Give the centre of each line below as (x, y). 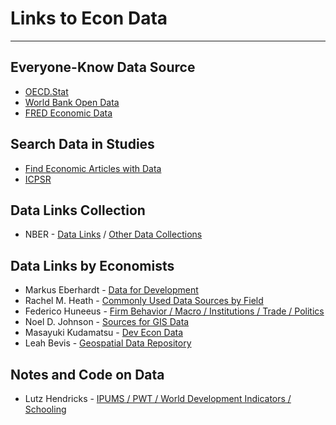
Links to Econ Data (89, 18)
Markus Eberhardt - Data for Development (111, 290)
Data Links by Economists (92, 265)
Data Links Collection (78, 210)
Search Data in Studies (82, 144)
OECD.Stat (46, 91)
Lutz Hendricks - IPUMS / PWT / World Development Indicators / (158, 398)
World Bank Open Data (72, 102)
